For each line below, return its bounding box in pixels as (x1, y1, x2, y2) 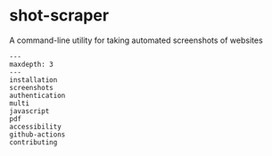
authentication (9, 91, 66, 100)
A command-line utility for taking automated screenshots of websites (9, 35, 263, 45)
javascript (9, 106, 50, 116)
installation (9, 75, 58, 85)
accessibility (9, 122, 62, 131)
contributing (9, 137, 58, 147)
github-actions (9, 130, 66, 139)
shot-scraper (9, 5, 110, 26)
